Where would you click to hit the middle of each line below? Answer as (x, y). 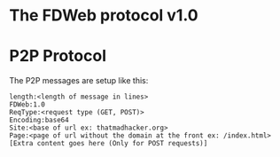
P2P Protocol (58, 56)
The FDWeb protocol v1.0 (104, 16)
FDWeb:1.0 (27, 105)
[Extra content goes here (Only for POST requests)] (109, 144)
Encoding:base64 (39, 121)
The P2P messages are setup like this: (79, 81)
